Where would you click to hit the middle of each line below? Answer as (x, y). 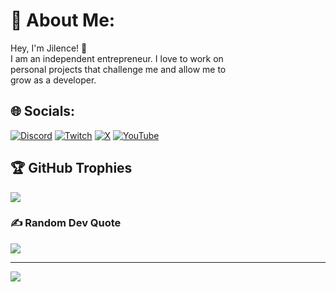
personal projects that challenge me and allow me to (118, 69)
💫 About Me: (63, 20)
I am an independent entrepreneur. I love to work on (117, 58)
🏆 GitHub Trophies (71, 168)
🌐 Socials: (43, 111)
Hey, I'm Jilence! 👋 (49, 48)
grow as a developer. (53, 80)
